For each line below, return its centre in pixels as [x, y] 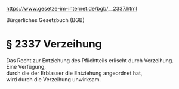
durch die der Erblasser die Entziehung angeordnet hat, [74, 73]
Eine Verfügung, [26, 66]
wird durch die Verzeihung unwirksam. [54, 79]
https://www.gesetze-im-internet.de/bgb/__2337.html [72, 9]
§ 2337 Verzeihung [54, 44]
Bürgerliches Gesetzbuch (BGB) [45, 20]
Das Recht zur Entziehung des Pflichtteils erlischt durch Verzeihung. [90, 60]
